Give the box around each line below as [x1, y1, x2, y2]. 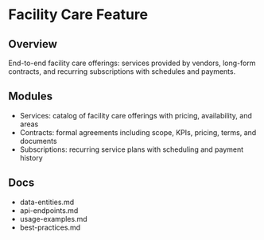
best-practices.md [19, 223, 81, 232]
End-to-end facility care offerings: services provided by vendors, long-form [8, 58, 256, 68]
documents [19, 136, 57, 145]
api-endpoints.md [19, 205, 79, 215]
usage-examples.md [19, 214, 87, 223]
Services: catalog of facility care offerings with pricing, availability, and [19, 110, 252, 120]
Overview [8, 37, 58, 51]
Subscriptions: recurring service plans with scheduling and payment [19, 145, 244, 154]
